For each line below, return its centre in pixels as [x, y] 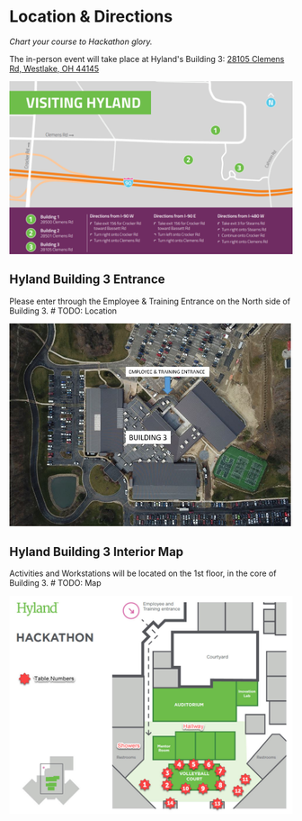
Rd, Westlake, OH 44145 [54, 68]
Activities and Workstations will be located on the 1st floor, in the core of [143, 573]
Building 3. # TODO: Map [55, 583]
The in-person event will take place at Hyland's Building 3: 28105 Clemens [147, 59]
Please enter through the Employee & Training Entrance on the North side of [150, 301]
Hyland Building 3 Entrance [87, 280]
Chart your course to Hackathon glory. [81, 41]
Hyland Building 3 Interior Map [97, 552]
